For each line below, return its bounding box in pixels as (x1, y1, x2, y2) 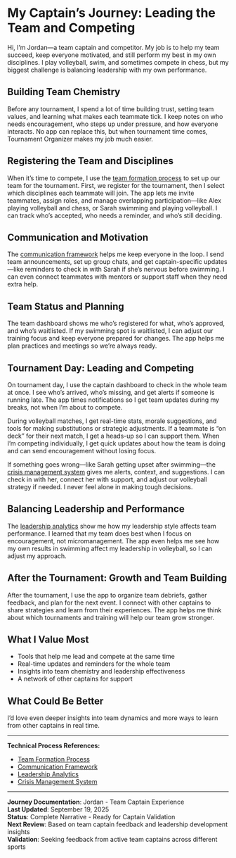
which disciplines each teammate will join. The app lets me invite (7, 189, 195, 197)
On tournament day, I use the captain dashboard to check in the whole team (7, 381, 227, 389)
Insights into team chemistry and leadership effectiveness (17, 667, 185, 676)
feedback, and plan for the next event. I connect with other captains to (7, 598, 211, 607)
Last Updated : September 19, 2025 (7, 805, 110, 814)
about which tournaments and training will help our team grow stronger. (7, 613, 214, 622)
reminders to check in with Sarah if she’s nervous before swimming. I (25, 265, 225, 274)
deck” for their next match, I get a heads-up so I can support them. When (7, 431, 220, 440)
